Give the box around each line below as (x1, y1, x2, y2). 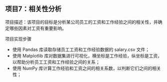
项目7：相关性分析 (5, 4, 62, 13)
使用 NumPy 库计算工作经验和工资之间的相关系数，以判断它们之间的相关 (12, 65, 161, 71)
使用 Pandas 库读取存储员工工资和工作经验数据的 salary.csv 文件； (12, 46, 150, 52)
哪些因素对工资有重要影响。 (9, 25, 66, 31)
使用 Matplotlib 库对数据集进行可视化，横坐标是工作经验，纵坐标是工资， (12, 52, 163, 58)
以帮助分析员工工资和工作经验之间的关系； (12, 59, 100, 65)
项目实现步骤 (5, 35, 31, 41)
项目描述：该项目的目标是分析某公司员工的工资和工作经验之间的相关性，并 (5, 19, 158, 25)
